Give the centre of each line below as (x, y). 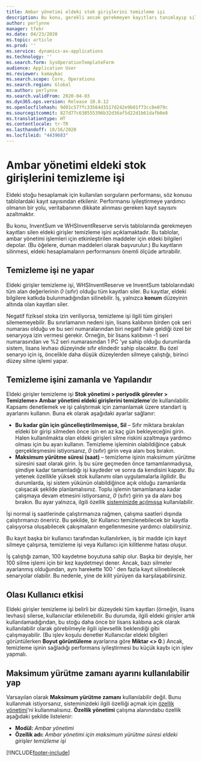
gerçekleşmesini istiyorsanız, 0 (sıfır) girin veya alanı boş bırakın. (95, 451)
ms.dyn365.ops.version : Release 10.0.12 (58, 101)
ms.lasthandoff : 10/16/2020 (41, 130)
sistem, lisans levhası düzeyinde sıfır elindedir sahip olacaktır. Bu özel (92, 348)
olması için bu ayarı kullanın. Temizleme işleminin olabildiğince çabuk (100, 444)
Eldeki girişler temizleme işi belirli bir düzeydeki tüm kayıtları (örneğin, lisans (100, 609)
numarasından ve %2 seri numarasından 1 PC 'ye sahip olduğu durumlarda (99, 341)
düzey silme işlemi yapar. (38, 360)
